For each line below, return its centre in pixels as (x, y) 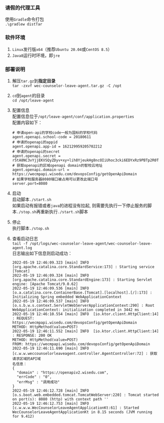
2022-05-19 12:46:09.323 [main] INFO (51, 262)
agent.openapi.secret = (36, 156)
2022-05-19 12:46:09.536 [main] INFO (51, 288)
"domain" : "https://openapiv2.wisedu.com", (63, 373)
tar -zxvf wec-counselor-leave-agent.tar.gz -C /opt (67, 86)
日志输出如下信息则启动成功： (42, 253)
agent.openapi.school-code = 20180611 (51, 137)
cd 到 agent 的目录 (28, 95)
